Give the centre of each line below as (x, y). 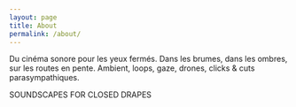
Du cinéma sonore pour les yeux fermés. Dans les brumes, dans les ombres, (148, 59)
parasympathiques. (44, 78)
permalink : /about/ (45, 34)
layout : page (33, 17)
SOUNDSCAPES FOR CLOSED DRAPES (81, 95)
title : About (33, 26)
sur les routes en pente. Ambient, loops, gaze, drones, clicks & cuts (132, 68)
